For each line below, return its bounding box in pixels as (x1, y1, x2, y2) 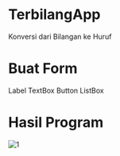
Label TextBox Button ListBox (8, 86, 105, 95)
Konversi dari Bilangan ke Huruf (8, 32, 112, 41)
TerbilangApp (8, 6, 101, 24)
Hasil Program (8, 113, 104, 131)
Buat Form (8, 59, 78, 78)
